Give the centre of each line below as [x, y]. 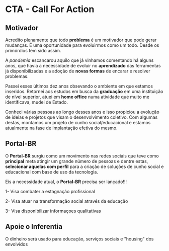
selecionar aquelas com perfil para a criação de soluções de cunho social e [84, 166]
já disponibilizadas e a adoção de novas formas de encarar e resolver [78, 71]
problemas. [17, 76]
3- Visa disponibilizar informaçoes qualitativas [53, 211]
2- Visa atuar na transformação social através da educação [67, 201]
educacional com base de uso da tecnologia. [52, 172]
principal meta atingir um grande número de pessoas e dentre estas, [77, 161]
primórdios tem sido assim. [33, 51]
